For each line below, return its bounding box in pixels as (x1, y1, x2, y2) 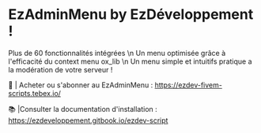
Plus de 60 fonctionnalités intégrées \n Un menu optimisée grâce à (8, 48, 226, 57)
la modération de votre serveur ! (8, 65, 113, 74)
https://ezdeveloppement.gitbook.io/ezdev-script (8, 116, 168, 125)
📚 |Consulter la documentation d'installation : (8, 104, 158, 113)
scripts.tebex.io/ (8, 88, 62, 98)
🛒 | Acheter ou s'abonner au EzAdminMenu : (8, 80, 153, 90)
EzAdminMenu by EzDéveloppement (8, 6, 254, 24)
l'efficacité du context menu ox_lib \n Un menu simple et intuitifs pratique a (8, 57, 252, 66)
